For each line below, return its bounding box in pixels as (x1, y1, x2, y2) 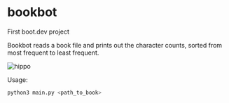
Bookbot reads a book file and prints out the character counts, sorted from (7, 41, 223, 49)
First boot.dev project (7, 27, 70, 36)
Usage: (7, 75, 28, 84)
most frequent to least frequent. (7, 48, 99, 57)
